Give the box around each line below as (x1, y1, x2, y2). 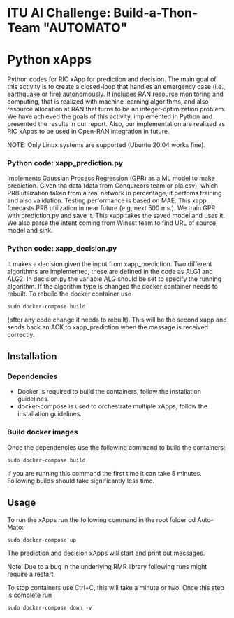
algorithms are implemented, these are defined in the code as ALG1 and (7, 267, 213, 275)
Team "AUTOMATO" (7, 20, 128, 36)
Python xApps (7, 52, 92, 68)
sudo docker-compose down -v (7, 604, 92, 611)
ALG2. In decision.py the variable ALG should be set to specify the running (7, 275, 222, 283)
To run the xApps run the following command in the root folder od (7, 515, 196, 523)
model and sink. (7, 226, 54, 235)
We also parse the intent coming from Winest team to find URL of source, (7, 219, 218, 227)
